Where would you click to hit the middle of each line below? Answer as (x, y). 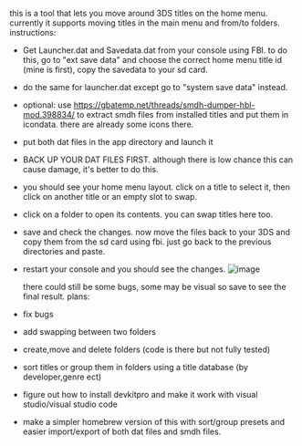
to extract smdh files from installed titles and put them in (183, 114)
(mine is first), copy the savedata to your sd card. (115, 69)
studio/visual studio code (70, 404)
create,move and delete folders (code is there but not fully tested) (146, 349)
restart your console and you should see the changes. (124, 269)
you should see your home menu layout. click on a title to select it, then (156, 187)
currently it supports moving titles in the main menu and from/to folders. (145, 23)
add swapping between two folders (89, 332)
